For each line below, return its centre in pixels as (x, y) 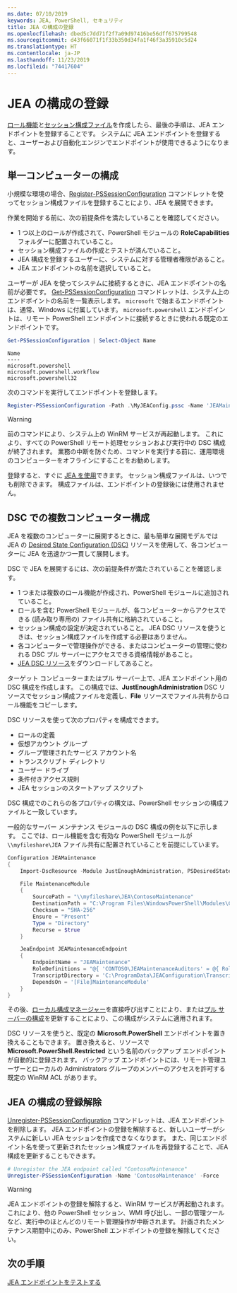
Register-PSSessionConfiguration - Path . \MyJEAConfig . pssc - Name (105, 406)
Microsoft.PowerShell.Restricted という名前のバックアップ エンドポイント (117, 1051)
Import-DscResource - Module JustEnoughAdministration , (102, 871)
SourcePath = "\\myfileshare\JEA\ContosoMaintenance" (113, 897)
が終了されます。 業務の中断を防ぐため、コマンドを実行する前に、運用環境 (116, 452)
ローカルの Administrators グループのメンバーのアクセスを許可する (128, 1069)
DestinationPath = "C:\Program (79, 904)
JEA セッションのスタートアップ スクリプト (81, 788)
